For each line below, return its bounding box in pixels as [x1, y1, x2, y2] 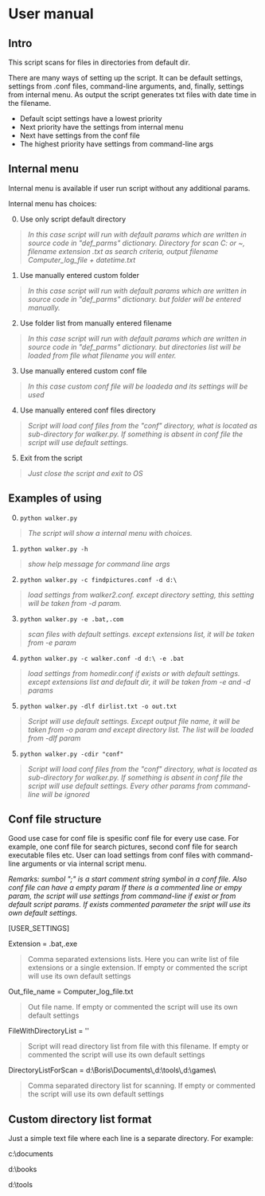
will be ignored [41, 789, 90, 799]
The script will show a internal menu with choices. [27, 528, 193, 537]
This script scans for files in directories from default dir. [8, 57, 191, 67]
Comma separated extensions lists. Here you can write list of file [27, 955, 240, 964]
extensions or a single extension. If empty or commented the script [27, 963, 248, 972]
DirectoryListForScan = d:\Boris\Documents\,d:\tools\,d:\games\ [8, 1065, 216, 1075]
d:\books [8, 1164, 37, 1175]
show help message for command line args [27, 559, 170, 569]
